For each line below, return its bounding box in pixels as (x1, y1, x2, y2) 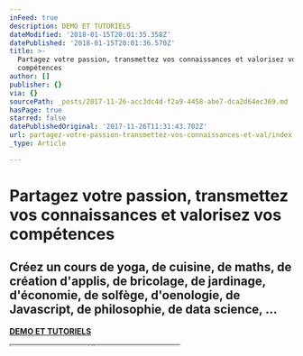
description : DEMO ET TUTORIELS (9, 22, 131, 31)
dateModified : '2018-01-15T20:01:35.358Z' (9, 30, 171, 39)
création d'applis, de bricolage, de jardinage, (9, 274, 266, 289)
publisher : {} (9, 80, 63, 89)
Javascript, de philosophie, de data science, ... (9, 302, 278, 317)
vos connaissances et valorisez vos (9, 205, 282, 225)
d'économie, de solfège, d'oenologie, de (9, 288, 241, 303)
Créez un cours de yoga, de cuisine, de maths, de (9, 260, 292, 275)
